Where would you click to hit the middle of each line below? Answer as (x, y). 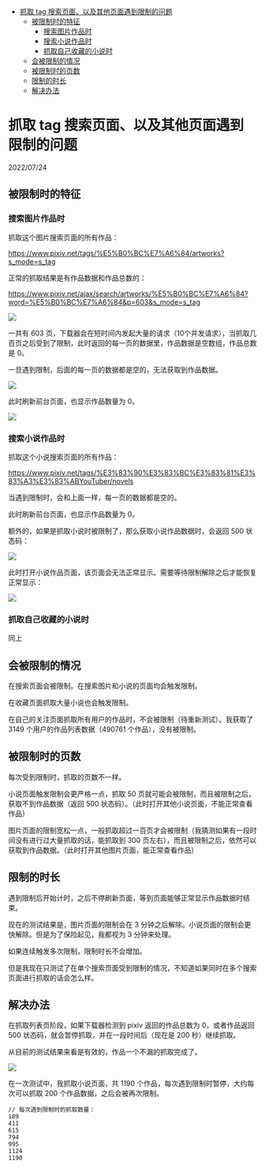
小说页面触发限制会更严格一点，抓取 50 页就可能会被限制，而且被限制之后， (132, 794)
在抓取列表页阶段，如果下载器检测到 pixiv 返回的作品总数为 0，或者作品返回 (131, 1025)
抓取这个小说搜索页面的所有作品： (63, 457)
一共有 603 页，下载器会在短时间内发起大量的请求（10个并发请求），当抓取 (129, 333)
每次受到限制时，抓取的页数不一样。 (67, 777)
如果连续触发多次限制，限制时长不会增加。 (77, 951)
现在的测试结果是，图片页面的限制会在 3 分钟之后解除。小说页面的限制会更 (130, 924)
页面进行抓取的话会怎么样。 (53, 978)
